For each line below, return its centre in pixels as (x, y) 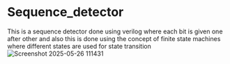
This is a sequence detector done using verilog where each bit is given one (115, 31)
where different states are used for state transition (79, 46)
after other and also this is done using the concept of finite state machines (114, 38)
